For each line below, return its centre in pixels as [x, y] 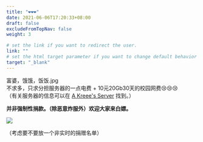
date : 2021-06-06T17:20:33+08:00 [49, 18]
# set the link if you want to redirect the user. [72, 46]
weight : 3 [19, 35]
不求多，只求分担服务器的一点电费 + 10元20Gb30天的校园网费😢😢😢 [92, 88]
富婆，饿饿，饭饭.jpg [33, 80]
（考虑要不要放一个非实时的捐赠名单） [54, 133]
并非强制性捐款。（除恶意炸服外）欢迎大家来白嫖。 [69, 108]
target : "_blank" [28, 62]
